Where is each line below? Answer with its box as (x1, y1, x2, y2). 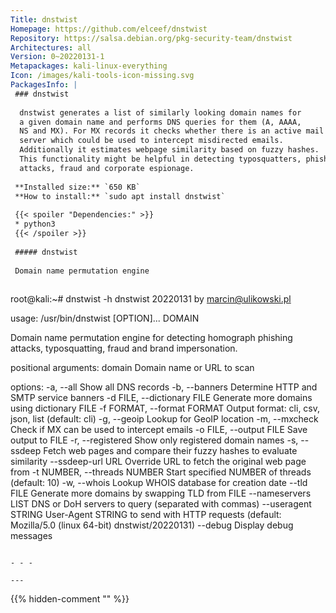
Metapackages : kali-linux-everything (10, 61, 168, 71)
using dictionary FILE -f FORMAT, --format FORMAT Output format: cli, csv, (10, 402, 321, 415)
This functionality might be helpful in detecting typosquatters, (19, 154, 302, 164)
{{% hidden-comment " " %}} (10, 593, 130, 605)
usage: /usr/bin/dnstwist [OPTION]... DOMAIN (10, 312, 200, 325)
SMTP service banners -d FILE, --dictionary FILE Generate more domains (10, 392, 313, 404)
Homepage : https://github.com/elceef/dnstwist (10, 24, 208, 34)
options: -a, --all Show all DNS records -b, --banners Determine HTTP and (10, 381, 318, 393)
